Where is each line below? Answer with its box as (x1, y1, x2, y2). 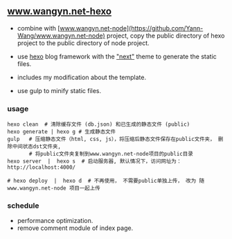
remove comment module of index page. (17, 224, 134, 232)
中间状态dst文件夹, (12, 143, 61, 150)
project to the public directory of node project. (17, 38, 150, 47)
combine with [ (17, 24, 60, 32)
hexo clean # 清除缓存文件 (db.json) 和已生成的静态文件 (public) (7, 121, 190, 128)
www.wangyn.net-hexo (7, 6, 112, 17)
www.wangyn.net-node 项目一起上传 (7, 185, 100, 192)
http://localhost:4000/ (7, 164, 76, 171)
